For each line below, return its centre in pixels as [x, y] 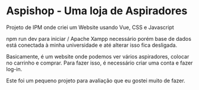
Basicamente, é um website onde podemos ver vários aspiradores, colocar [98, 56]
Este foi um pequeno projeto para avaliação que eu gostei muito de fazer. [96, 81]
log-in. [14, 69]
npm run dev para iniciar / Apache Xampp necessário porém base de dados [99, 38]
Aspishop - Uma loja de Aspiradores [97, 11]
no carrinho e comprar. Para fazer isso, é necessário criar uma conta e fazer [99, 63]
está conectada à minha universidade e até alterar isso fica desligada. [92, 45]
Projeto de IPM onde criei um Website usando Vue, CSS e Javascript [90, 27]
